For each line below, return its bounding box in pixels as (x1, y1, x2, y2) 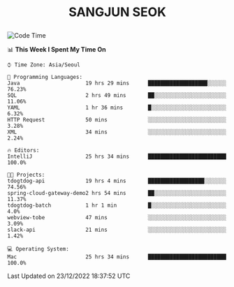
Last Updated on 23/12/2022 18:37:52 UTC (7, 272, 131, 280)
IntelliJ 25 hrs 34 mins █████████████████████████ (7, 153, 227, 161)
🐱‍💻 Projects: (7, 172, 45, 179)
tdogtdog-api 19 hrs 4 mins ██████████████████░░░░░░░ (7, 177, 227, 185)
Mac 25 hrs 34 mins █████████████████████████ (7, 253, 227, 260)
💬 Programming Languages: (7, 74, 82, 81)
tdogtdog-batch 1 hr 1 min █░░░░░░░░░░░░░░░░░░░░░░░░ (7, 202, 227, 209)
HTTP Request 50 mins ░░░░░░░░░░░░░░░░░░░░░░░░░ (7, 117, 227, 124)
